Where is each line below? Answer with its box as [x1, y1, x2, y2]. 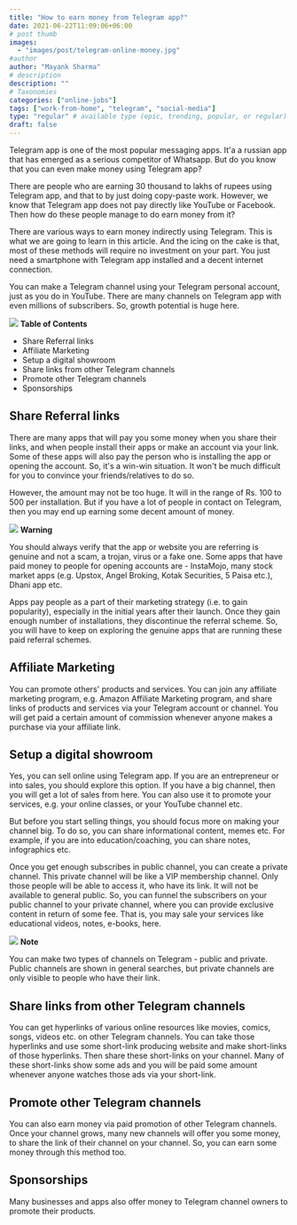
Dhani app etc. [9, 579, 63, 590]
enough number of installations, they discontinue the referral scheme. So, [9, 615, 278, 626]
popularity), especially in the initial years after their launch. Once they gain [9, 606, 281, 616]
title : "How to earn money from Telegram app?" [9, 12, 189, 22]
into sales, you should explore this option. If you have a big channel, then [9, 780, 276, 791]
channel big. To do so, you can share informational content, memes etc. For [9, 825, 285, 836]
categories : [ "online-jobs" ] [9, 95, 117, 105]
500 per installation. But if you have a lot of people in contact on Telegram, [9, 497, 282, 507]
